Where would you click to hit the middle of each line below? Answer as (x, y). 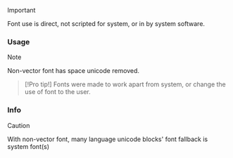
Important (21, 10)
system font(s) (29, 146)
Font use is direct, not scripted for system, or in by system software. (106, 24)
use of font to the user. (58, 92)
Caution (19, 125)
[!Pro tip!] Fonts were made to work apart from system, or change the (125, 84)
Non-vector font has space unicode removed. (73, 71)
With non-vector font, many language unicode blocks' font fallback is (108, 139)
